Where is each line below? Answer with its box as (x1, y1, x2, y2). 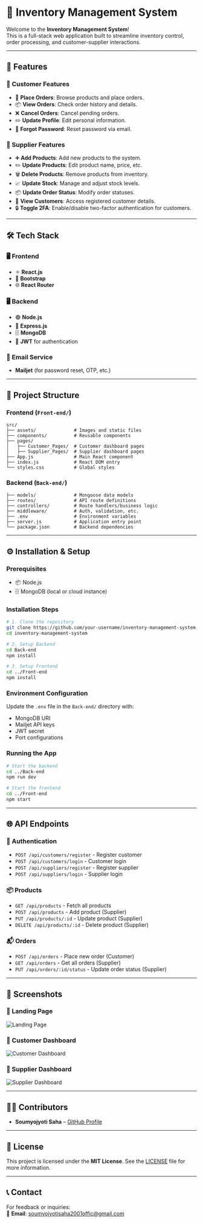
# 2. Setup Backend (6, 641, 56, 647)
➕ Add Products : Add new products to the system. (14, 154, 142, 161)
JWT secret (14, 728, 44, 735)
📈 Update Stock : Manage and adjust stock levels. (14, 179, 140, 187)
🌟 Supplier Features (6, 140, 65, 149)
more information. (6, 1164, 51, 1171)
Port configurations (14, 734, 63, 741)
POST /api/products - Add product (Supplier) (14, 908, 127, 915)
